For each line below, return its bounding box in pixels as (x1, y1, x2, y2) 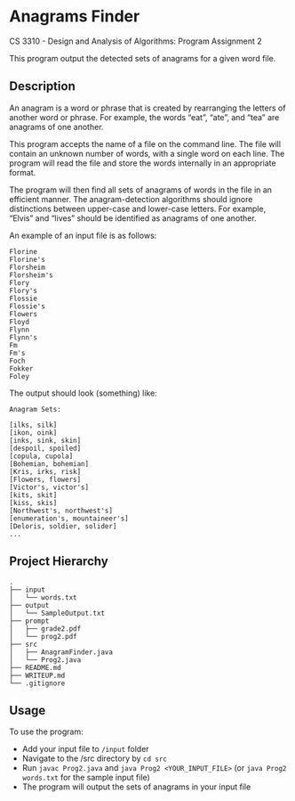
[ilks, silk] (9, 421, 58, 429)
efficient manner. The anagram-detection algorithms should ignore (9, 193, 253, 204)
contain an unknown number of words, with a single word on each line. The (9, 148, 285, 159)
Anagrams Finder (9, 6, 140, 27)
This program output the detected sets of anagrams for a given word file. (9, 53, 276, 63)
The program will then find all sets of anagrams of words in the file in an (9, 184, 273, 195)
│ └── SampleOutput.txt (9, 609, 105, 617)
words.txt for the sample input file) (21, 772, 151, 783)
